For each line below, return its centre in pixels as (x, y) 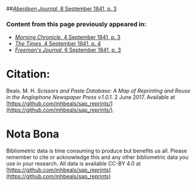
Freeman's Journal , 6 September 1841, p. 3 (68, 50)
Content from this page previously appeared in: (76, 24)
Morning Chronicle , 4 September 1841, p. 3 (68, 37)
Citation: (28, 74)
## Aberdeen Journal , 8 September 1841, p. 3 (62, 9)
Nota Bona (33, 134)
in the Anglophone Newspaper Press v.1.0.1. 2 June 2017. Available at (91, 97)
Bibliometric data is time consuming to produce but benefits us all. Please (97, 151)
